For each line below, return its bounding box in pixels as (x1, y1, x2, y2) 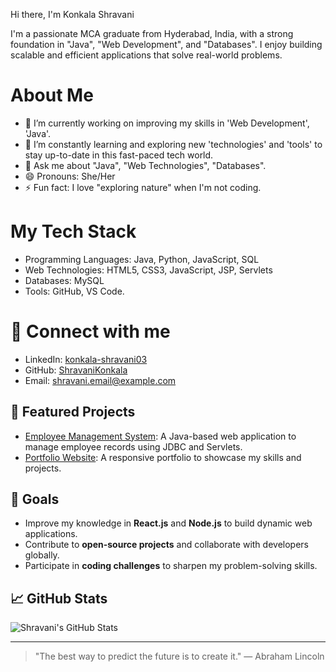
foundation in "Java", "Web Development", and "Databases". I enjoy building (10, 39, 323, 50)
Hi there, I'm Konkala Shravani (10, 9, 135, 20)
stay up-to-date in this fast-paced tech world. (24, 149, 214, 161)
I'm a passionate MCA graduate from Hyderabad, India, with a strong (10, 28, 294, 39)
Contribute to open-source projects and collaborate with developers (24, 539, 309, 551)
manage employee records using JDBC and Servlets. (24, 440, 243, 453)
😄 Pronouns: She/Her (24, 170, 116, 182)
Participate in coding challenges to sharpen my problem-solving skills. (24, 560, 318, 572)
